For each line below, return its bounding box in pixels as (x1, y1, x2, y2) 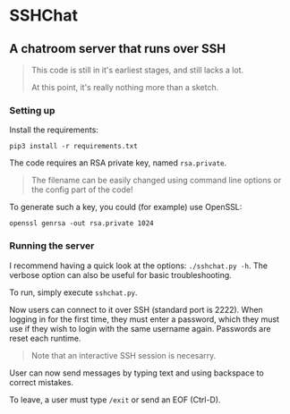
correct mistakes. (9, 376, 74, 387)
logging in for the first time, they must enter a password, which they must (9, 314, 280, 325)
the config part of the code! (30, 184, 133, 195)
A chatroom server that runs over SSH (9, 41, 226, 56)
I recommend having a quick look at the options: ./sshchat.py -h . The (9, 260, 269, 271)
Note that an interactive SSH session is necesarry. (30, 350, 217, 360)
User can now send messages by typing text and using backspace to (9, 368, 264, 378)
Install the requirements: (9, 124, 98, 135)
